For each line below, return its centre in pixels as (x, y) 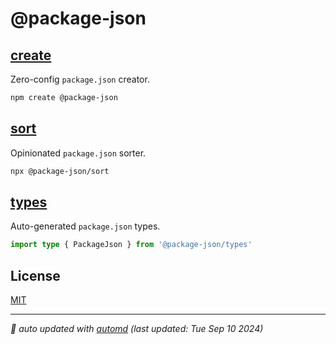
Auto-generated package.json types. (85, 226)
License (35, 275)
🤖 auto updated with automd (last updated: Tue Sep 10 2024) (137, 329)
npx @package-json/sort (60, 171)
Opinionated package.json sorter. (78, 153)
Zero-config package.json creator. (80, 79)
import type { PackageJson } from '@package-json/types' (131, 245)
